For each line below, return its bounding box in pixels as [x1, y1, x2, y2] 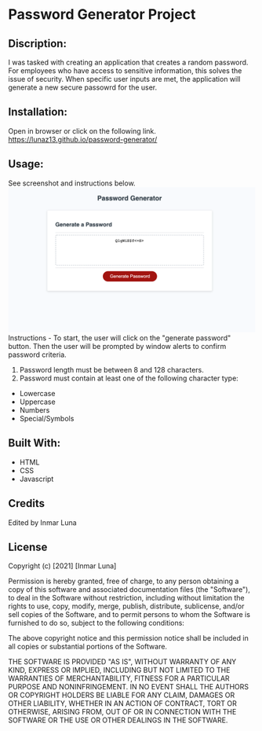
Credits [8, 497, 45, 510]
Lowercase [19, 388, 56, 398]
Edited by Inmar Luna [8, 517, 77, 527]
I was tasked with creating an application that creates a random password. [8, 57, 249, 67]
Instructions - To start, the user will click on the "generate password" [8, 332, 231, 343]
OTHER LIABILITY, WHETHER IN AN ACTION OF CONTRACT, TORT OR [8, 699, 237, 708]
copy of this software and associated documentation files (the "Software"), [8, 585, 251, 594]
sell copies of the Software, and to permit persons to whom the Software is [8, 610, 251, 619]
